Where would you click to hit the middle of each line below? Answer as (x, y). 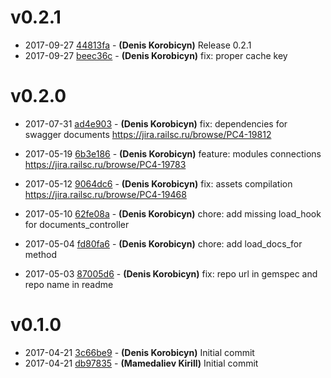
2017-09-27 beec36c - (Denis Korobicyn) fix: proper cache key (156, 55)
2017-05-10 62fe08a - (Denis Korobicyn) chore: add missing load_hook (173, 213)
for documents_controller (77, 224)
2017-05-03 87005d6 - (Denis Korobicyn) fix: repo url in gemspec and (171, 273)
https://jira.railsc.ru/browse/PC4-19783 (105, 164)
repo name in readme (69, 284)
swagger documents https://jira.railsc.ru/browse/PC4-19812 (148, 134)
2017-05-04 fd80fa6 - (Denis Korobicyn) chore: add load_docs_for (163, 243)
